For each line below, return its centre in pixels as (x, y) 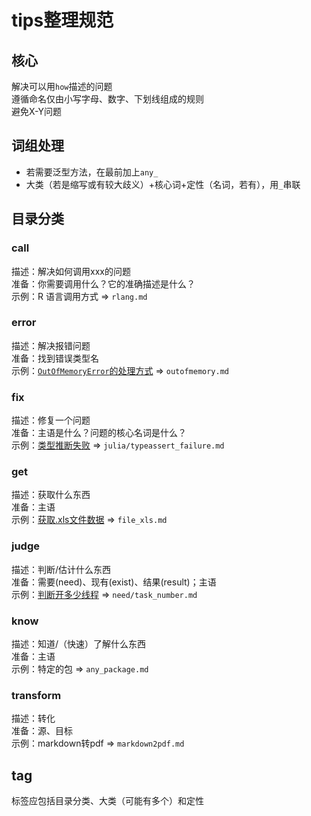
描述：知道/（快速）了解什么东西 (79, 643)
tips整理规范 (62, 20)
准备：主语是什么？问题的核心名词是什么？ (99, 433)
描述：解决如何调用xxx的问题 (71, 271)
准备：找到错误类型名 (55, 358)
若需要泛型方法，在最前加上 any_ (92, 172)
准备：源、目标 (42, 731)
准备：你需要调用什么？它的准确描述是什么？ (103, 283)
